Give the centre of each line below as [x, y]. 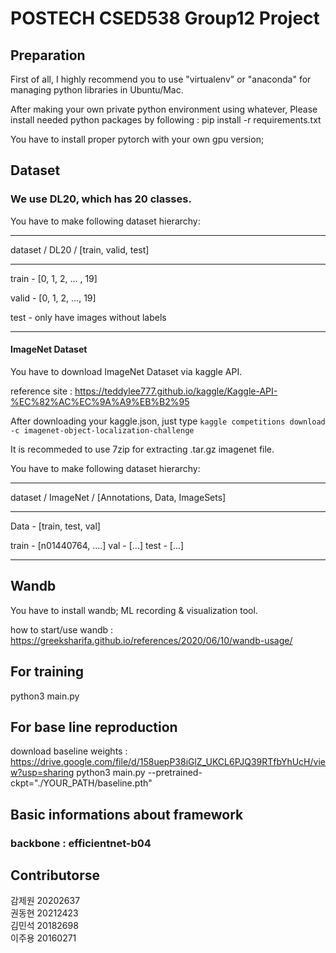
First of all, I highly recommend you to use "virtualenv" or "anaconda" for [161, 79]
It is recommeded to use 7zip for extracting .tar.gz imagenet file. [142, 449]
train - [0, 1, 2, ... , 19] [54, 278]
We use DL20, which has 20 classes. [101, 199]
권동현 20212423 [44, 913]
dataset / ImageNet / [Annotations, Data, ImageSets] [118, 497]
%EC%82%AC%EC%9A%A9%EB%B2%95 [100, 401]
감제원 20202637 [45, 901]
